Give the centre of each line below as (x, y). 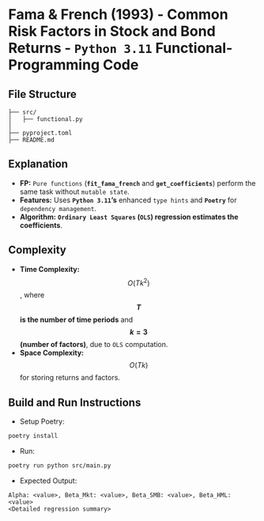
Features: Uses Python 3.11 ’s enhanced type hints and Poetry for (128, 200)
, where (32, 295)
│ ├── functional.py (45, 119)
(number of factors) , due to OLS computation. (94, 345)
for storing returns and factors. (70, 378)
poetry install (33, 436)
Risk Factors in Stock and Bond (112, 31)
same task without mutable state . (74, 191)
